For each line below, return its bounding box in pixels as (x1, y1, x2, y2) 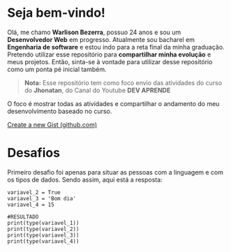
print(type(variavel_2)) (7, 225, 80, 232)
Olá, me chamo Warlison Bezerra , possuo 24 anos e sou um (7, 28, 181, 36)
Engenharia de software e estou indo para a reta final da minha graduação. (7, 43, 225, 51)
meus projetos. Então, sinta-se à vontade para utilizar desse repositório (7, 57, 213, 66)
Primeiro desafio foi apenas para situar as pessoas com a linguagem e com (7, 168, 224, 176)
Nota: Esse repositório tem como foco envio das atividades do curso (24, 78, 222, 87)
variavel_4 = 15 (7, 201, 54, 208)
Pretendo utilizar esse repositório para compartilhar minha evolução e (7, 50, 211, 59)
